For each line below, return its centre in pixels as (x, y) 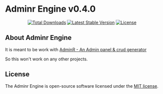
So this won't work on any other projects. (46, 59)
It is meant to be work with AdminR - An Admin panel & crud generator (76, 49)
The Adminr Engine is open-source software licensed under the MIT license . (82, 86)
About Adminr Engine (38, 38)
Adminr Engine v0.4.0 (51, 9)
